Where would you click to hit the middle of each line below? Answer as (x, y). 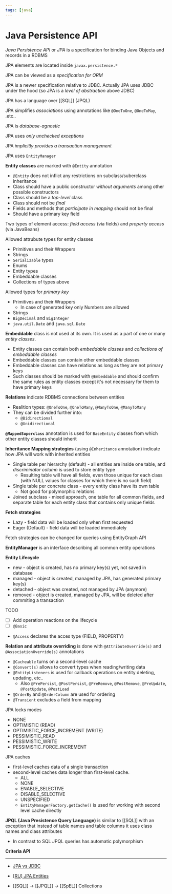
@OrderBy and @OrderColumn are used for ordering (64, 694)
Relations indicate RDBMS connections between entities (65, 397)
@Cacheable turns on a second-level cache (57, 661)
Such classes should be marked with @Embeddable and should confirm (86, 376)
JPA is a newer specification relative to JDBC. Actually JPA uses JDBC (79, 85)
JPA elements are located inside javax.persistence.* (61, 65)
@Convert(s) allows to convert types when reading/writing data (79, 667)
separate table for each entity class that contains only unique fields (84, 502)
